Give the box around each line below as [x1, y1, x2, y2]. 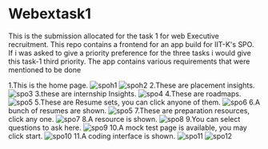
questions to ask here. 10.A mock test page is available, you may [8, 123, 248, 132]
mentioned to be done [8, 65, 82, 74]
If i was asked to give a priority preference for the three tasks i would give [8, 48, 252, 57]
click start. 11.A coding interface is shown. [8, 131, 176, 140]
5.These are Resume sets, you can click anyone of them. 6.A [34, 97, 261, 107]
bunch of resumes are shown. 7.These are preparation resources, [8, 105, 250, 116]
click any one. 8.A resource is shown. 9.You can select [8, 114, 241, 124]
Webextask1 [8, 5, 92, 23]
